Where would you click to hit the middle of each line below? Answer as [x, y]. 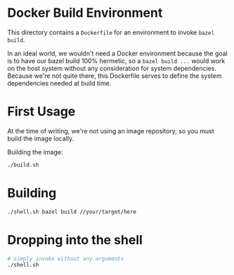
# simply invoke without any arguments [66, 259]
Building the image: [35, 152]
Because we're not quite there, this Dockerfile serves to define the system [115, 76]
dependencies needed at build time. [59, 83]
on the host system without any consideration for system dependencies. [112, 68]
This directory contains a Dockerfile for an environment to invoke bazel [111, 32]
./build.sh [23, 165]
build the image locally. [41, 138]
